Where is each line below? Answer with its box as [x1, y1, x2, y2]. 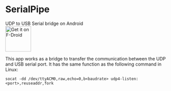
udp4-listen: [111, 76, 139, 81]
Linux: [5, 66, 18, 72]
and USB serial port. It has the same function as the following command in [5, 61, 162, 67]
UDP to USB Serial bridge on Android [5, 20, 83, 26]
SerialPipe [5, 4, 50, 15]
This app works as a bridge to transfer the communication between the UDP [5, 55, 166, 62]
